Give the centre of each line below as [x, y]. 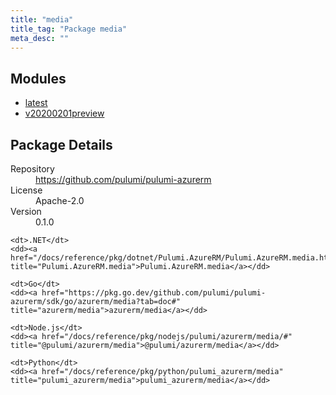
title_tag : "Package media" [69, 29]
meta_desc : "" [40, 38]
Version [26, 211]
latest [36, 103]
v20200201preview [64, 113]
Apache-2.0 [60, 200]
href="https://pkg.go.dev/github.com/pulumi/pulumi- [154, 293]
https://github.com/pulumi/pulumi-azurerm [123, 179]
